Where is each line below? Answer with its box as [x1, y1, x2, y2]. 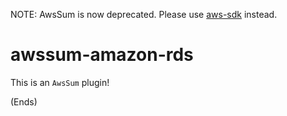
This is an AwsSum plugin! [10, 76, 110, 88]
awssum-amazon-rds [10, 44, 194, 66]
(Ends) [10, 95, 38, 108]
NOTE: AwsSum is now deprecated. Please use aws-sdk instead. [10, 9, 278, 20]
